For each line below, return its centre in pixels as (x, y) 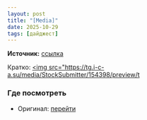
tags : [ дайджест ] (33, 34)
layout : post (27, 14)
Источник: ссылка (35, 54)
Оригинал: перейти (47, 108)
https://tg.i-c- (84, 67)
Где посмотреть (37, 93)
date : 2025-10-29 (33, 27)
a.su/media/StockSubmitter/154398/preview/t (73, 75)
